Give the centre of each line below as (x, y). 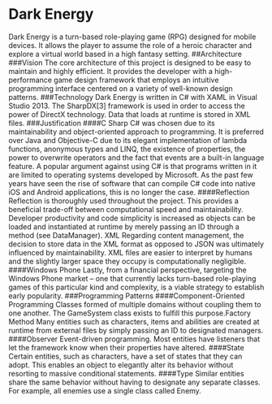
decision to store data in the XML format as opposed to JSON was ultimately (136, 244)
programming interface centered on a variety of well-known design (121, 88)
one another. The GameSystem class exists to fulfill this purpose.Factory (130, 313)
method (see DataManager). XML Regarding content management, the (126, 235)
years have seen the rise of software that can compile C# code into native (132, 183)
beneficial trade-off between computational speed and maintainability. (126, 209)
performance (30, 80)
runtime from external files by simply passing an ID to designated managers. (136, 330)
